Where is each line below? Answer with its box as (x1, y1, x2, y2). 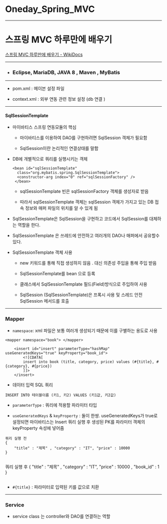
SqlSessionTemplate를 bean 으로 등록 (19, 271, 95, 277)
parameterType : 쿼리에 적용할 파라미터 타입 (12, 402, 97, 408)
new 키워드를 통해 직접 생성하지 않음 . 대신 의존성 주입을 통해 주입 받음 (19, 260, 157, 266)
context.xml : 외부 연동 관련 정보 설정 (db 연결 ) (12, 96, 105, 102)
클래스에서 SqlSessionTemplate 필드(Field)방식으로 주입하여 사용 (19, 281, 148, 287)
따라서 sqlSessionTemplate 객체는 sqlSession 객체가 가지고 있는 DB (19, 199, 154, 205)
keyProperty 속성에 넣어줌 (12, 425, 65, 431)
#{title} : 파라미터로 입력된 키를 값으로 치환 (12, 484, 99, 490)
